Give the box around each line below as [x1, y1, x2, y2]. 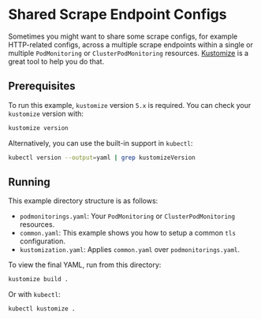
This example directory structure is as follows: [8, 196, 158, 206]
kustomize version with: [8, 109, 84, 118]
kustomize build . [8, 276, 69, 284]
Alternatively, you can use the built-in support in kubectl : [8, 138, 193, 147]
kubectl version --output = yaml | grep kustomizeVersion [8, 154, 196, 161]
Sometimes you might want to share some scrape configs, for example [8, 32, 238, 41]
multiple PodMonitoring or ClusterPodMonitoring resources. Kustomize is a [8, 48, 249, 57]
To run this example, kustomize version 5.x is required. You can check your [8, 100, 252, 109]
